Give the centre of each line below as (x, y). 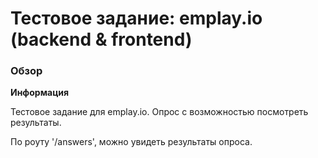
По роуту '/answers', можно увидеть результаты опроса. (131, 142)
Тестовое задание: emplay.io (136, 18)
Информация (40, 93)
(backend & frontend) (101, 39)
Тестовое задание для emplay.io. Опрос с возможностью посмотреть (159, 112)
